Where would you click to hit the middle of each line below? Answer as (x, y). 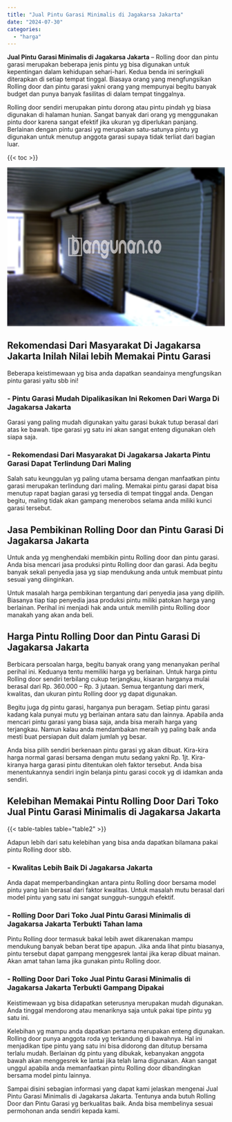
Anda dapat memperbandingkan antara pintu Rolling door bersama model (112, 882)
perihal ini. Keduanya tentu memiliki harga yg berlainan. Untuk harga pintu (112, 672)
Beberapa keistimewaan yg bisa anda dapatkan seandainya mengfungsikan (115, 373)
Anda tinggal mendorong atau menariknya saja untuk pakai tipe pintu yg (109, 1010)
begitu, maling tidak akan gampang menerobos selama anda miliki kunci (109, 501)
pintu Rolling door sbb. (39, 850)
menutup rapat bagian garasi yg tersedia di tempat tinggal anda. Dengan (110, 493)
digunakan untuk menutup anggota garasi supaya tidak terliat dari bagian (111, 137)
